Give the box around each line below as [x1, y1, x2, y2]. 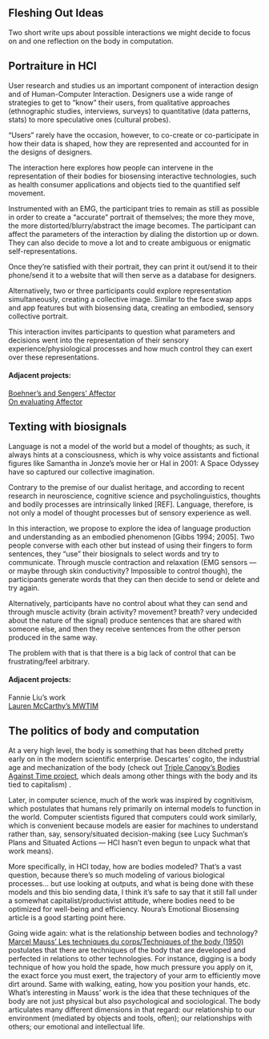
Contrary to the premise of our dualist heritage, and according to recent [8, 482, 245, 491]
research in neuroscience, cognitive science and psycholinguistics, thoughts [8, 491, 261, 500]
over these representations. [8, 352, 99, 362]
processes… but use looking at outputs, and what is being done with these [8, 878, 254, 888]
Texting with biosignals [8, 420, 127, 434]
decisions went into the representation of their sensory [8, 335, 190, 345]
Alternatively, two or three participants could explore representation [8, 286, 232, 295]
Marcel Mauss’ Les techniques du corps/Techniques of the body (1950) [8, 937, 244, 946]
